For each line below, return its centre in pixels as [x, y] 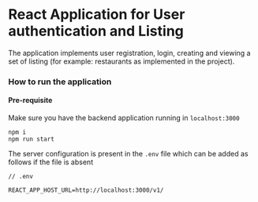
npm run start [32, 139]
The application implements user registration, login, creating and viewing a [129, 53]
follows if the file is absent [50, 162]
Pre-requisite [30, 101]
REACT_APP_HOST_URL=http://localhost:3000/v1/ [86, 190]
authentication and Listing [96, 31]
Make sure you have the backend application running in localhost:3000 [124, 118]
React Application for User [97, 15]
